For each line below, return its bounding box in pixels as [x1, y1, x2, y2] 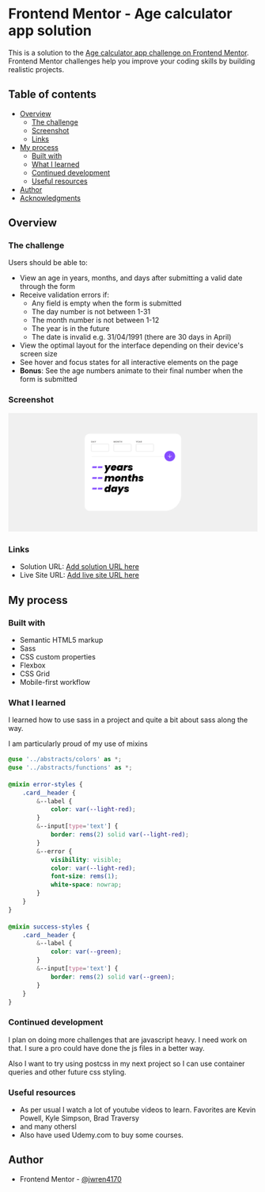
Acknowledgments [19, 193, 81, 202]
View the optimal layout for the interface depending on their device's [19, 340, 244, 350]
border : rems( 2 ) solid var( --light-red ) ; [50, 831, 190, 839]
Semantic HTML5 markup [19, 635, 104, 644]
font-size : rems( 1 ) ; [50, 872, 119, 881]
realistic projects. [8, 64, 65, 74]
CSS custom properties [19, 652, 97, 661]
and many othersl [19, 1122, 77, 1132]
